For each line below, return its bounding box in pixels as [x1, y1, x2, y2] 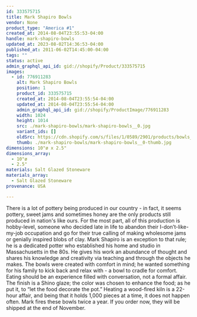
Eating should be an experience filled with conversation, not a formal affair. [6, 273, 187, 280]
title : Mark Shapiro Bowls [6, 14, 72, 20]
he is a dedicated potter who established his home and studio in [6, 242, 161, 249]
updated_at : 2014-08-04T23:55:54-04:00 [16, 101, 114, 107]
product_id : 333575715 [16, 90, 72, 96]
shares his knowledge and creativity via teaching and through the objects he [6, 254, 191, 261]
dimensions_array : [6, 150, 51, 156]
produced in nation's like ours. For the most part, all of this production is [6, 217, 181, 224]
